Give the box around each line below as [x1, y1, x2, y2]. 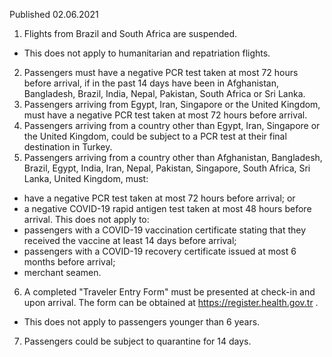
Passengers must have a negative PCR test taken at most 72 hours [23, 67, 299, 78]
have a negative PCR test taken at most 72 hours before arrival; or [23, 192, 296, 204]
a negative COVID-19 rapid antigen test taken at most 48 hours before [23, 203, 312, 214]
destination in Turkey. [23, 141, 113, 153]
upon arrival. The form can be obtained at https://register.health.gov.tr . [23, 297, 319, 308]
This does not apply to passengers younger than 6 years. [23, 316, 261, 328]
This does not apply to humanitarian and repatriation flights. [23, 47, 271, 59]
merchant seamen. [23, 267, 102, 278]
